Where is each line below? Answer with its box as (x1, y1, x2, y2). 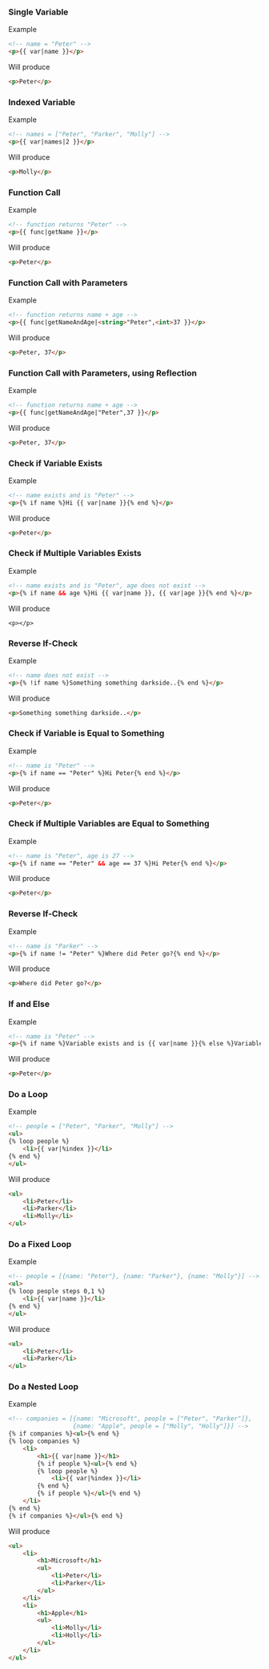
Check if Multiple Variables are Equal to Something (8, 818, 210, 829)
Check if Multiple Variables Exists (8, 548, 142, 559)
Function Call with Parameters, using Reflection (8, 368, 198, 379)
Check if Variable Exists (8, 457, 102, 469)
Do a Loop (8, 1089, 48, 1100)
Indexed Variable (8, 96, 76, 108)
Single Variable (8, 6, 69, 18)
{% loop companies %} (8, 1437, 81, 1446)
